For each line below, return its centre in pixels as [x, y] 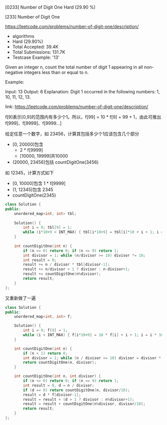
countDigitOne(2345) [34, 195]
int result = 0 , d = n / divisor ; [59, 385]
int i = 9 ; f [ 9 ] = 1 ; [45, 330]
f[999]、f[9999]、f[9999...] [34, 123]
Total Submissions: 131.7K [39, 52]
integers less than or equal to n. [56, 72]
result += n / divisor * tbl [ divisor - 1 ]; [67, 265]
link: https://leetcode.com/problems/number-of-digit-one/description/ [77, 106]
